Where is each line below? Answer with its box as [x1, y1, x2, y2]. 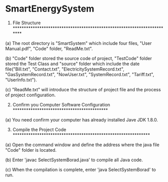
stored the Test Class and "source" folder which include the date [5, 60, 140, 67]
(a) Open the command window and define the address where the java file [5, 142, 160, 148]
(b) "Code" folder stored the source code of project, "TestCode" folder [5, 55, 152, 61]
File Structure [12, 20, 41, 26]
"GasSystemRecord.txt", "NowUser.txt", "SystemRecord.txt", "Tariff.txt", [5, 71, 155, 77]
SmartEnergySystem [5, 3, 94, 15]
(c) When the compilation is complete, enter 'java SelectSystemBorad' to [5, 166, 156, 172]
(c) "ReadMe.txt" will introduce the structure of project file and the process [5, 86, 161, 92]
